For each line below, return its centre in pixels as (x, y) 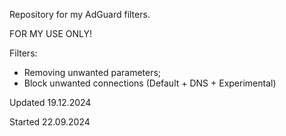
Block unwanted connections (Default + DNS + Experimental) (150, 83)
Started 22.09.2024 (50, 122)
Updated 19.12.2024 (50, 102)
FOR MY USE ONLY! (50, 33)
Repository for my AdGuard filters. (80, 14)
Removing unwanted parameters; (92, 72)
